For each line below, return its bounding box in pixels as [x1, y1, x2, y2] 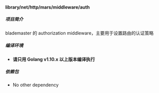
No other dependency [12, 81, 59, 88]
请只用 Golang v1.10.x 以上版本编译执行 [12, 56, 96, 62]
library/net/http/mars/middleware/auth [5, 4, 90, 10]
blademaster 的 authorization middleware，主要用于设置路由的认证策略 [5, 30, 154, 36]
